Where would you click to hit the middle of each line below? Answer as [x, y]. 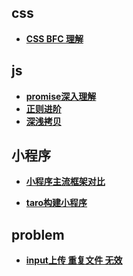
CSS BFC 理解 [54, 38]
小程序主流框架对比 [65, 182]
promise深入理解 [61, 96]
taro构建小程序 [56, 203]
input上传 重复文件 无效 [74, 260]
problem [38, 234]
